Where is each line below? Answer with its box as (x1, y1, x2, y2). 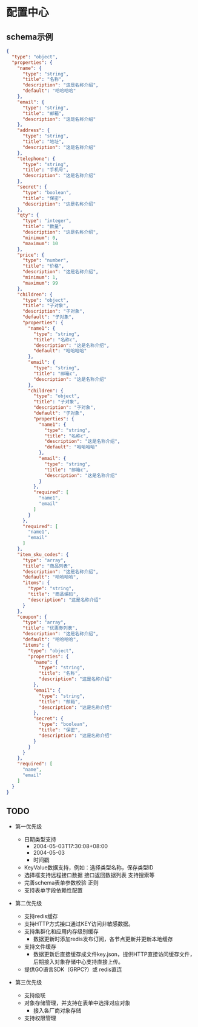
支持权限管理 (24, 1014, 56, 1022)
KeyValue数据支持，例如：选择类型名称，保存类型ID (24, 864, 154, 871)
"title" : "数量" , (22, 223, 65, 230)
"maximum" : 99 (22, 280, 59, 286)
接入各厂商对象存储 (33, 1007, 82, 1014)
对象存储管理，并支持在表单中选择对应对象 (24, 999, 131, 1007)
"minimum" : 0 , (22, 235, 59, 241)
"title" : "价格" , (22, 263, 65, 270)
